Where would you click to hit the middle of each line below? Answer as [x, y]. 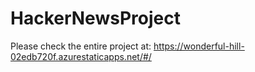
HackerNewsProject [95, 18]
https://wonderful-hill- [199, 46]
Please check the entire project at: [81, 46]
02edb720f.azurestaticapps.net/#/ [81, 56]
